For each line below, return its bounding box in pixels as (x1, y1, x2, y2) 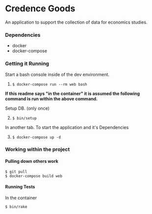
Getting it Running (5, 60, 50, 67)
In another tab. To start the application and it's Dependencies (5, 124, 129, 130)
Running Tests (5, 184, 35, 190)
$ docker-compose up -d (12, 135, 61, 140)
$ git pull (5, 169, 27, 174)
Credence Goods (5, 3, 76, 14)
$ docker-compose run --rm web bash (12, 82, 87, 87)
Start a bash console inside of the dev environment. (5, 71, 109, 77)
